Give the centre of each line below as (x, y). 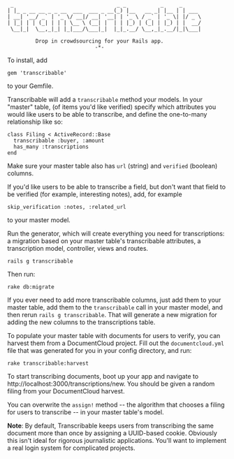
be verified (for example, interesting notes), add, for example (95, 194)
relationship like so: (35, 122)
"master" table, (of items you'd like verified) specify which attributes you (112, 107)
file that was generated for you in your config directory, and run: (100, 350)
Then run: (21, 274)
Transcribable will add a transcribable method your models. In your (105, 100)
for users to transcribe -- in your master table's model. (86, 412)
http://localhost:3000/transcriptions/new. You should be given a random (111, 384)
